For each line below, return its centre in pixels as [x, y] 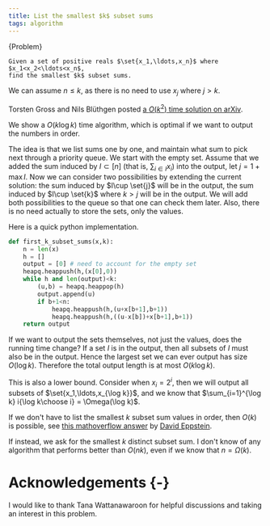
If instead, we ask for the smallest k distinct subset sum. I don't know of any [135, 441]
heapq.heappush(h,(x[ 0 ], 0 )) [70, 271]
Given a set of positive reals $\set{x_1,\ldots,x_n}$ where [114, 61]
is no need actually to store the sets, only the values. [96, 211]
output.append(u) [66, 294]
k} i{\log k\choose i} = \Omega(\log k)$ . [74, 402]
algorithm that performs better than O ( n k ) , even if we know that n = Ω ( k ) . [130, 450]
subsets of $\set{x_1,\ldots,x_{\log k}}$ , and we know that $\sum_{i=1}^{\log [135, 393]
